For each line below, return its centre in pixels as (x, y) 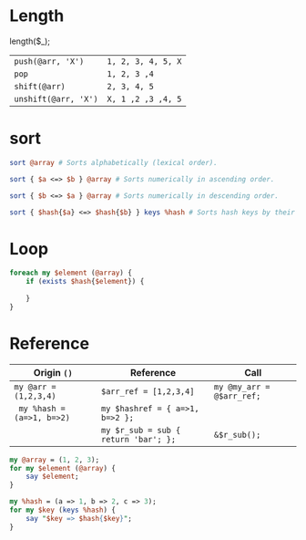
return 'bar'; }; (138, 439)
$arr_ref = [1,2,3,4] (148, 391)
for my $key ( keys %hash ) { (63, 510)
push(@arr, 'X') (49, 61)
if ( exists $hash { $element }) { (85, 282)
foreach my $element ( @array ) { (71, 273)
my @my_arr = (242, 387)
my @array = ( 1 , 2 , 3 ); (55, 460)
